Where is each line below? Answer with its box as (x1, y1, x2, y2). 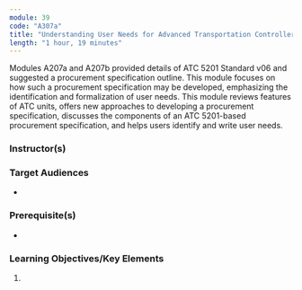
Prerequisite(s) (9, 209, 76, 222)
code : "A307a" (9, 22, 63, 31)
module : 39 (9, 13, 50, 22)
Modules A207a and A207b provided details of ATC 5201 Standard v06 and (9, 63, 288, 74)
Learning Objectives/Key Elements (9, 252, 164, 265)
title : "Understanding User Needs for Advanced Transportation (9, 30, 252, 39)
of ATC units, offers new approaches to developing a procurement (9, 101, 254, 112)
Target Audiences (9, 167, 90, 180)
